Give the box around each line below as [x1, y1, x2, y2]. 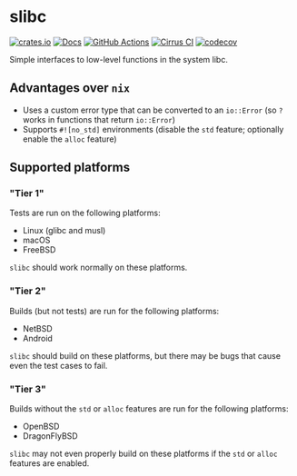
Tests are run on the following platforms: [9, 207, 161, 219]
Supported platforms [9, 160, 130, 175]
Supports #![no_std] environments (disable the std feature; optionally [22, 124, 284, 134]
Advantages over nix [9, 80, 130, 96]
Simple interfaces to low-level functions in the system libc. [9, 54, 229, 64]
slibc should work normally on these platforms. [9, 262, 188, 273]
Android [22, 332, 53, 343]
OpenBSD [22, 421, 60, 432]
